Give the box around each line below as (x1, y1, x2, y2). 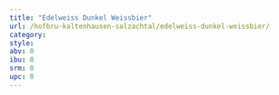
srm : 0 (9, 64, 35, 73)
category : (9, 30, 47, 39)
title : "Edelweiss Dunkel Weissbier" (9, 13, 153, 23)
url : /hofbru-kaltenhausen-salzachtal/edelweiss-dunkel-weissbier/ (9, 22, 271, 31)
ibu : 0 (9, 55, 35, 64)
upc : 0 (9, 72, 35, 81)
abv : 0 (9, 47, 35, 56)
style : (9, 38, 35, 48)
